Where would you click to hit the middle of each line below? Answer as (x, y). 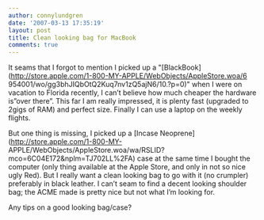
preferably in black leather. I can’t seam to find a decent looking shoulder (128, 184)
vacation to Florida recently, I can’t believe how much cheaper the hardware (132, 93)
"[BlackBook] (180, 67)
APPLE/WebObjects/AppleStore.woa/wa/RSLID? (86, 150)
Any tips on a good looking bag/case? (70, 207)
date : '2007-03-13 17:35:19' (56, 23)
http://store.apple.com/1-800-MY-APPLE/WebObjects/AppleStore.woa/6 (129, 76)
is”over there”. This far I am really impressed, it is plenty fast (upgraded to (128, 101)
